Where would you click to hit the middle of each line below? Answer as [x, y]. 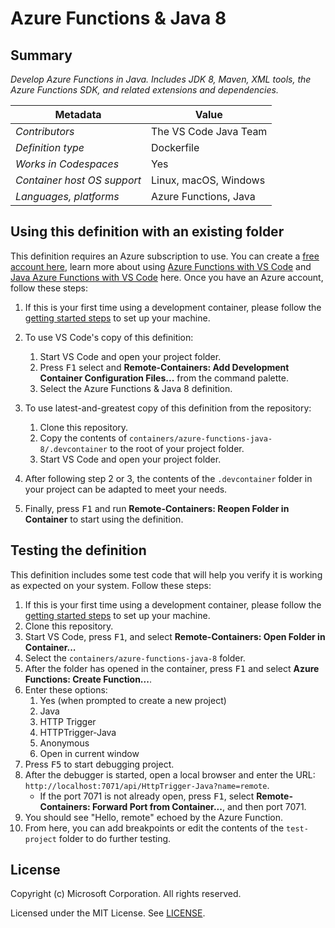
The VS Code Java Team [209, 131]
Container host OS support [78, 180]
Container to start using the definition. [104, 519]
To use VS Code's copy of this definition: [109, 337]
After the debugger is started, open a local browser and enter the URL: [170, 774]
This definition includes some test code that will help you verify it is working [166, 574]
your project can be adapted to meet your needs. [126, 489]
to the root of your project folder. [177, 448]
